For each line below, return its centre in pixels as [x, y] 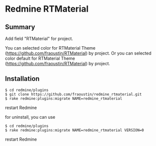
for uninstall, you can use [30, 117]
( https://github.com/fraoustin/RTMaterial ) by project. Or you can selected [78, 53]
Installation [22, 79]
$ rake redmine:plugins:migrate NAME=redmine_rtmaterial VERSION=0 [75, 130]
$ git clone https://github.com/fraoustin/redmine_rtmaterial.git [73, 94]
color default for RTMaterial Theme [40, 58]
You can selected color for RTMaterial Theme [50, 48]
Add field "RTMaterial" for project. [39, 38]
